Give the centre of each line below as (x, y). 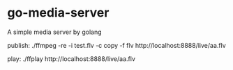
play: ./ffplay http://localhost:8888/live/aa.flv (72, 59)
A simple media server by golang (55, 32)
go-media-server (58, 13)
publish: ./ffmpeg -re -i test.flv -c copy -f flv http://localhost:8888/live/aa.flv (117, 45)
